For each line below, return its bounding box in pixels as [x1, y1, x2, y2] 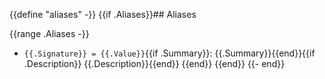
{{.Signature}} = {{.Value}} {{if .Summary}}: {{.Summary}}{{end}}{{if [23, 47, 316, 59]
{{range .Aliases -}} [9, 28, 90, 39]
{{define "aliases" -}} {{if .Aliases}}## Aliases [9, 9, 197, 20]
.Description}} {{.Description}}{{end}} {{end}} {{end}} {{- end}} [23, 58, 286, 69]
